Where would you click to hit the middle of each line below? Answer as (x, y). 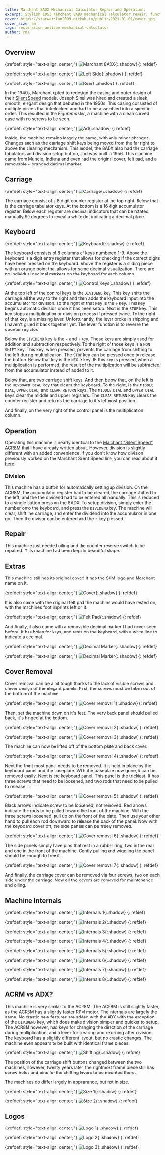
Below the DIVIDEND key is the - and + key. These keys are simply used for (80, 339)
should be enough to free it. (33, 855)
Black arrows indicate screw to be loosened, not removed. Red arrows (76, 805)
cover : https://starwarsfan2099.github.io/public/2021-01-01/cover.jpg (80, 19)
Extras (15, 566)
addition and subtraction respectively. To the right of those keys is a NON (78, 344)
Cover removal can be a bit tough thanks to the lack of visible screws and (79, 683)
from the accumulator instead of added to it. (50, 370)
